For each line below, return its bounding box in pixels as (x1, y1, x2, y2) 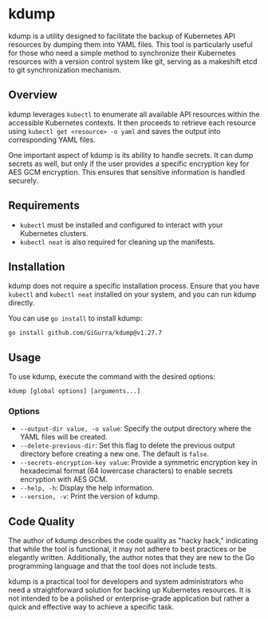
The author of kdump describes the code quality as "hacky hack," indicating (8, 536, 258, 546)
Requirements (8, 199, 80, 212)
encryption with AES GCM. (19, 475, 108, 484)
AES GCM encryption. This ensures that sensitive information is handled (8, 167, 246, 176)
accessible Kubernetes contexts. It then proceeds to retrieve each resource (8, 117, 257, 128)
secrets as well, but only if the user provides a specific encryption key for (8, 159, 250, 168)
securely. (8, 175, 38, 185)
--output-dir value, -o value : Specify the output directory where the (19, 424, 252, 433)
